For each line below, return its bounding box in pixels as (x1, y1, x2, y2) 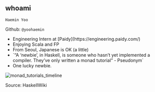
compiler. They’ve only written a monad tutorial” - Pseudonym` (12, 57, 144, 63)
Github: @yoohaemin (5, 26, 45, 32)
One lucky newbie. (12, 62, 52, 68)
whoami (5, 4, 31, 13)
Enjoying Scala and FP (12, 41, 60, 47)
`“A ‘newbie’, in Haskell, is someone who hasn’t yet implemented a (12, 52, 150, 58)
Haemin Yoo (5, 17, 28, 22)
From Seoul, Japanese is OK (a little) (12, 46, 89, 52)
